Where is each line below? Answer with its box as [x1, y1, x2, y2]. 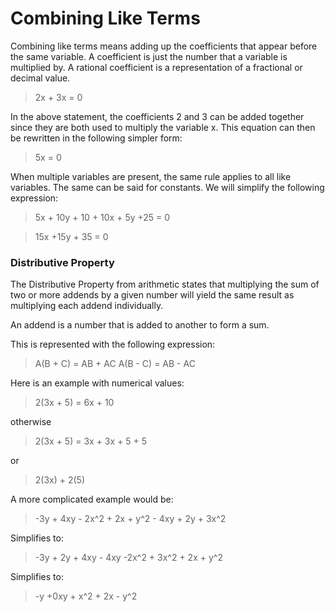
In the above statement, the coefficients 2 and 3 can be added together [10, 110, 305, 122]
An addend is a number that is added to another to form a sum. [10, 319, 270, 331]
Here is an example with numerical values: [10, 377, 185, 389]
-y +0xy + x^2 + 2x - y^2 [34, 590, 138, 602]
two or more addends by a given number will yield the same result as [10, 289, 295, 301]
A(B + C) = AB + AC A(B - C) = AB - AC [34, 358, 196, 370]
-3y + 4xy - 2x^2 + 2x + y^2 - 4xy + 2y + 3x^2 [34, 513, 227, 525]
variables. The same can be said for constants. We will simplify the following [10, 181, 325, 193]
